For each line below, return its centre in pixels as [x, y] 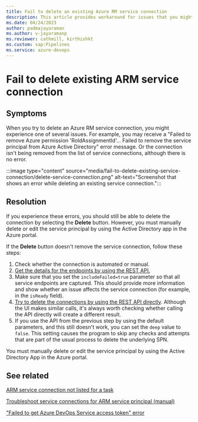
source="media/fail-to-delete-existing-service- [123, 171]
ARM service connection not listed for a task [60, 390]
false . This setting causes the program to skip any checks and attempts [102, 333]
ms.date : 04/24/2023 [32, 22]
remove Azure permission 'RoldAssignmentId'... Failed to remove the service [99, 140]
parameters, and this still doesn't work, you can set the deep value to [98, 327]
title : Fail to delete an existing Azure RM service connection [87, 12]
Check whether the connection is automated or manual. [82, 264]
